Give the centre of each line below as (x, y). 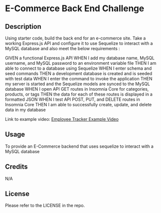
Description (23, 27)
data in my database (26, 110)
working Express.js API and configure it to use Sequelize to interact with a (79, 43)
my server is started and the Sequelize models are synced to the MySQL (78, 84)
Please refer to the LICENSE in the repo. (45, 206)
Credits (17, 167)
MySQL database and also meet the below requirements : (63, 48)
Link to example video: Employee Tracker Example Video (62, 119)
